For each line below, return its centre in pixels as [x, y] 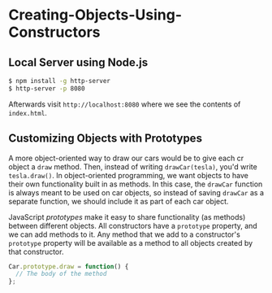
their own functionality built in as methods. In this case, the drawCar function [136, 184]
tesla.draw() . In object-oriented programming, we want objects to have [129, 175]
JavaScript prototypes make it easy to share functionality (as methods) [127, 216]
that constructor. [36, 251]
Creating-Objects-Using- [95, 15]
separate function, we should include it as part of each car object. [119, 201]
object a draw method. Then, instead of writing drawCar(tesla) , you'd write [133, 166]
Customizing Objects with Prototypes [106, 139]
